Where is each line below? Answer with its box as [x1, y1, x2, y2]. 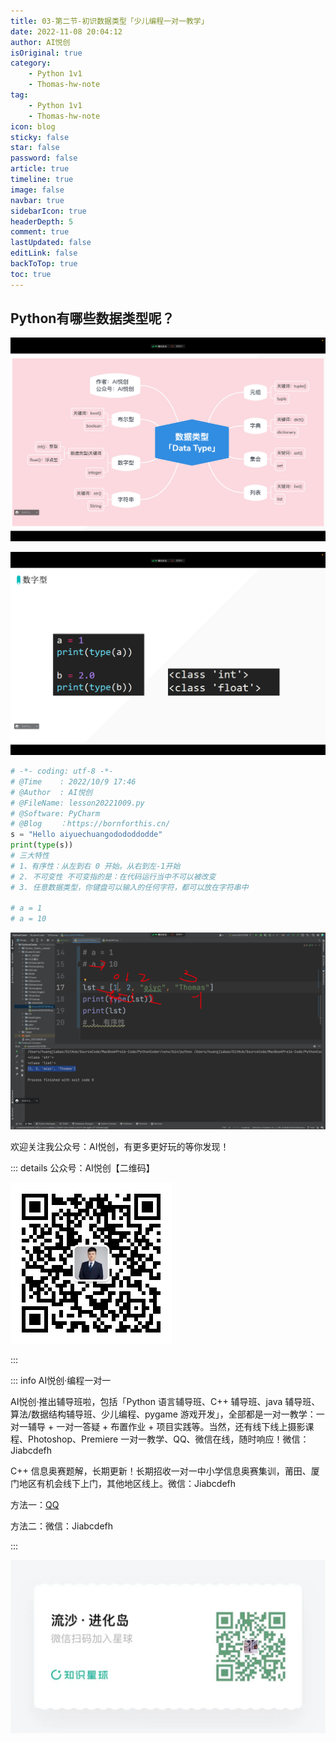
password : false [10, 153, 78, 164]
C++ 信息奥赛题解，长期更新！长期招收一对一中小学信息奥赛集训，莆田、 [10, 1465, 312, 1477]
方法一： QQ [10, 1499, 60, 1511]
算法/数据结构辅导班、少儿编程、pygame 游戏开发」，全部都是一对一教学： [10, 1408, 317, 1420]
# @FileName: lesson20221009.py [10, 798, 145, 808]
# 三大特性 [10, 851, 50, 861]
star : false [10, 143, 60, 153]
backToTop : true [10, 259, 78, 269]
